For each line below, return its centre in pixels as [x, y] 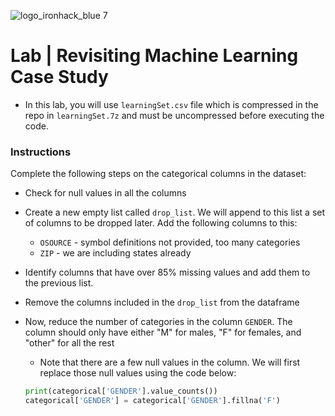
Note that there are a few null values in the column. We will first [170, 362]
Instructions [41, 152]
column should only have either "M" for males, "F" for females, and [163, 332]
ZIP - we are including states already [115, 253]
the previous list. [59, 283]
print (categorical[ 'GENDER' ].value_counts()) [121, 391]
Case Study [59, 77]
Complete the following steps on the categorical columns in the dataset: [158, 174]
